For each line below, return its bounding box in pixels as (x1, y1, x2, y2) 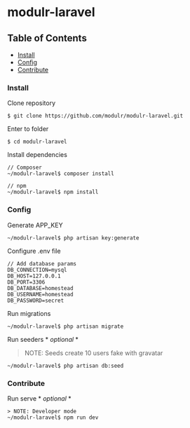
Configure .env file (7, 247, 61, 255)
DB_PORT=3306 (7, 278, 46, 286)
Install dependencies (7, 151, 68, 159)
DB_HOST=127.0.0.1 (7, 272, 61, 279)
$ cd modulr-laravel (7, 138, 68, 146)
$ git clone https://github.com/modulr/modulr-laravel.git (7, 113, 184, 120)
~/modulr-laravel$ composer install (7, 170, 114, 177)
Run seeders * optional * (7, 335, 79, 343)
